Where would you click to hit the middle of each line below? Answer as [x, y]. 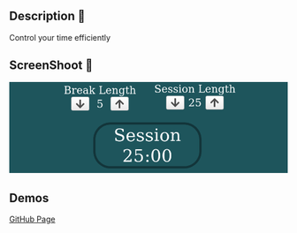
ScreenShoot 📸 [51, 66]
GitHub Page [32, 219]
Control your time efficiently [60, 37]
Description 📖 [47, 16]
